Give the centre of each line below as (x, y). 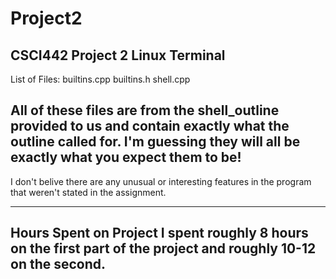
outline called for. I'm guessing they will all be (155, 142)
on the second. (58, 264)
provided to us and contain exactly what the (150, 126)
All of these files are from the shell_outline (145, 110)
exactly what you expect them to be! (126, 157)
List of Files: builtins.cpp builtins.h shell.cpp (100, 79)
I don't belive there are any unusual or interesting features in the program (161, 181)
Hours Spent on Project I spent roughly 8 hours (159, 233)
